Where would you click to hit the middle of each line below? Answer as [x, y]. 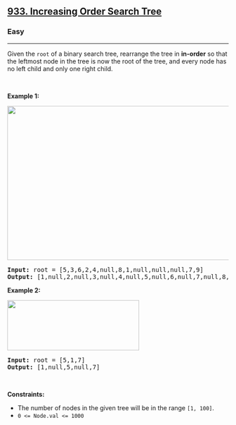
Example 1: [24, 96]
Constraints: [26, 394]
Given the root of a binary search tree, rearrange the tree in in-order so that [117, 54]
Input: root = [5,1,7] [46, 360]
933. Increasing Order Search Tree [85, 12]
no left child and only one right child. [60, 68]
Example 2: [24, 290]
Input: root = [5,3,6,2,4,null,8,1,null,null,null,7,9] [105, 270]
